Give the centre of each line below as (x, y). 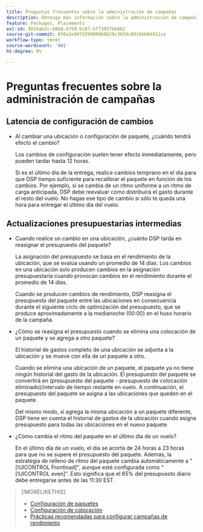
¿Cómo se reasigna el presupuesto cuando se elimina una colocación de (105, 331)
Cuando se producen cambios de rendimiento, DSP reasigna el (93, 294)
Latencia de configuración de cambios (80, 122)
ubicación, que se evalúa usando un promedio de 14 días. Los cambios (103, 263)
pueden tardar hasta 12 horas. (52, 160)
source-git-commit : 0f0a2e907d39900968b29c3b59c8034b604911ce (86, 34)
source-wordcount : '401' (37, 46)
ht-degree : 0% (24, 51)
